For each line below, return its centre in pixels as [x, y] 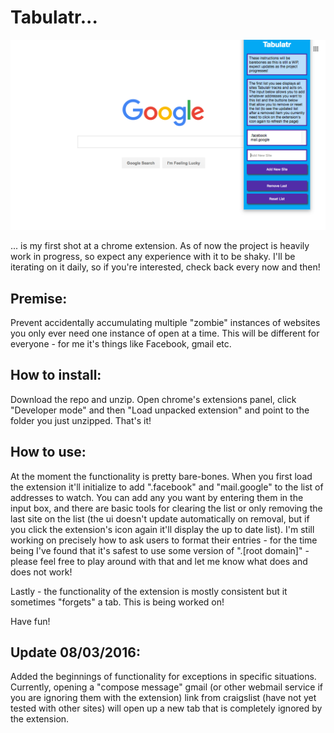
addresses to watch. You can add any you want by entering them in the [157, 497]
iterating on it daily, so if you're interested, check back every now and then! [165, 267]
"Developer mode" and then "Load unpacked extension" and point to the [160, 410]
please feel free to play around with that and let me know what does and [159, 561]
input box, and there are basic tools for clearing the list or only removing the [166, 508]
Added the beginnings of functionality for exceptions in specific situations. [163, 677]
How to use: [48, 452]
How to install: [56, 375]
